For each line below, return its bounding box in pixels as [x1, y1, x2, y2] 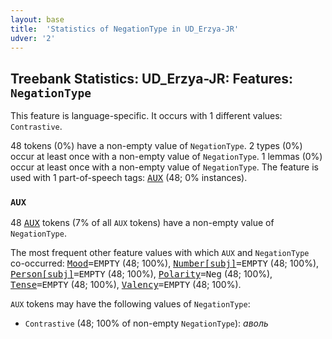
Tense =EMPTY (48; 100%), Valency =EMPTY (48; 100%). [10, 279, 242, 291]
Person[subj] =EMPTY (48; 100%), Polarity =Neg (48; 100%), [10, 268, 273, 280]
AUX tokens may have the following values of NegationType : [10, 298, 251, 310]
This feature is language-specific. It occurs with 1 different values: [10, 110, 283, 122]
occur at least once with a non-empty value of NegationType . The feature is [10, 161, 319, 173]
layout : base [10, 14, 65, 25]
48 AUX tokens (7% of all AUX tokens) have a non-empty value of [10, 217, 275, 229]
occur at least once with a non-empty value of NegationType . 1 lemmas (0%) [10, 151, 323, 163]
